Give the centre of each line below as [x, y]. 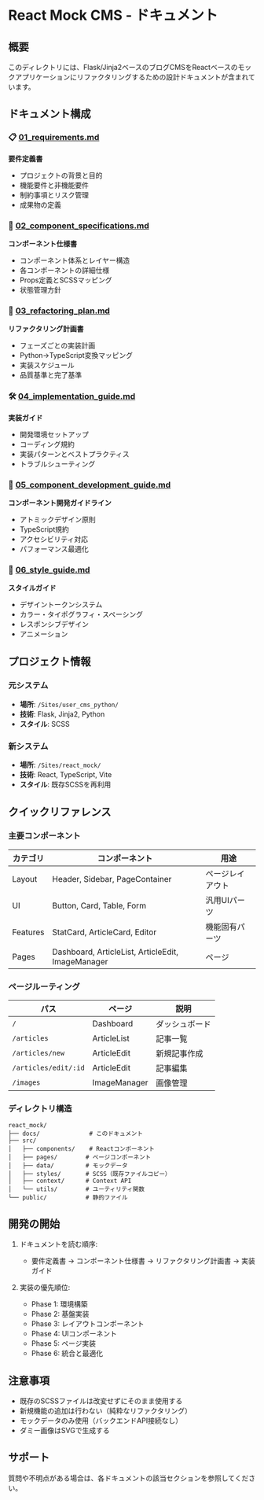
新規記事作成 [180, 1054]
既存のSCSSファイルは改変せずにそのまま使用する [101, 1401]
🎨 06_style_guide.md [49, 569]
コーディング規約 [47, 444]
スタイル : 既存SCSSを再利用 [65, 785]
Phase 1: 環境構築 [59, 1304]
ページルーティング [44, 986]
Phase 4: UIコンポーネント [74, 1334]
